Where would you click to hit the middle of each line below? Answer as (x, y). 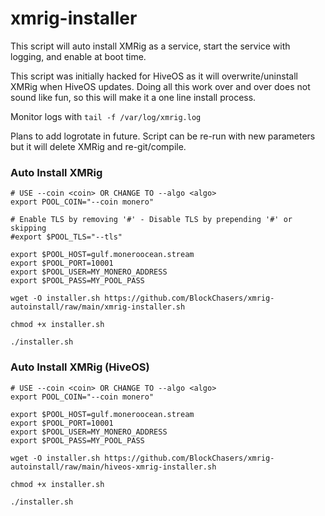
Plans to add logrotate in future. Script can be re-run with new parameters (163, 136)
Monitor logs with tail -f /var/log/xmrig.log (106, 116)
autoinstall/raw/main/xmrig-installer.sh (98, 307)
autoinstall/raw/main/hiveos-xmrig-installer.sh (113, 467)
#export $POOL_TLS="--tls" (66, 237)
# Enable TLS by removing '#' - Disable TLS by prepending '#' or (151, 220)
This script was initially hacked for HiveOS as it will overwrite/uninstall (154, 76)
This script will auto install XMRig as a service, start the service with (150, 46)
